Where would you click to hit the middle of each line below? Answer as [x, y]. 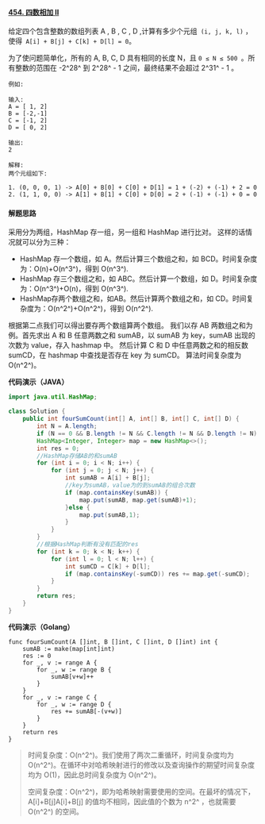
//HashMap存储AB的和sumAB [77, 456]
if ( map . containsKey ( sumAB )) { [117, 492]
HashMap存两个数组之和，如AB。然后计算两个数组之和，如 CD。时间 [133, 298]
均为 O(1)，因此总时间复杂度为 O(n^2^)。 [94, 775]
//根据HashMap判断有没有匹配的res [88, 545]
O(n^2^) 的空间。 [55, 811]
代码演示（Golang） [41, 626]
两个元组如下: [28, 174]
